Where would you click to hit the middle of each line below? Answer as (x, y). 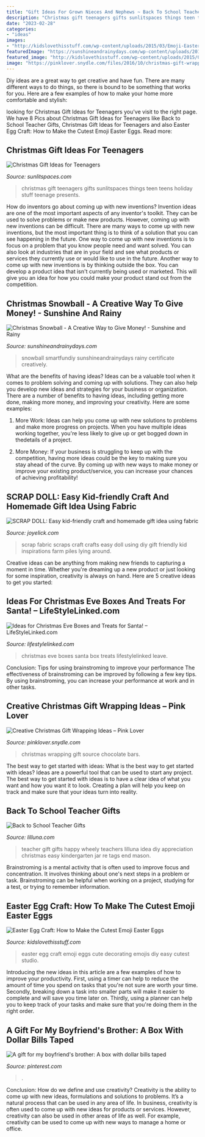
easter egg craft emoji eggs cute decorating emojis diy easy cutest (105, 954)
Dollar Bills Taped (40, 1040)
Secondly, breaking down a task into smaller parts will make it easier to (95, 992)
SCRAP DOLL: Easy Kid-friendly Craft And (88, 497)
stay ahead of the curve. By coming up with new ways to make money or (106, 465)
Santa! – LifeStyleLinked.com (63, 611)
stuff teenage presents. (51, 195)
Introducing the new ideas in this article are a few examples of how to (94, 972)
